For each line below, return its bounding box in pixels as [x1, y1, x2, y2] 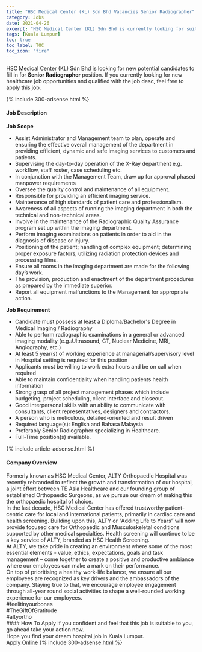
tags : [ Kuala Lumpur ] [6, 31, 61, 37]
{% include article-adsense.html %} [6, 445, 95, 452]
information [14, 382, 44, 389]
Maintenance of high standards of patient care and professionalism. [14, 198, 183, 206]
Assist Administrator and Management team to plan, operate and [14, 134, 176, 142]
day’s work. [14, 269, 44, 276]
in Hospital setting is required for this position [14, 356, 128, 364]
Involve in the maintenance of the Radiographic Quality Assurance [14, 218, 179, 225]
